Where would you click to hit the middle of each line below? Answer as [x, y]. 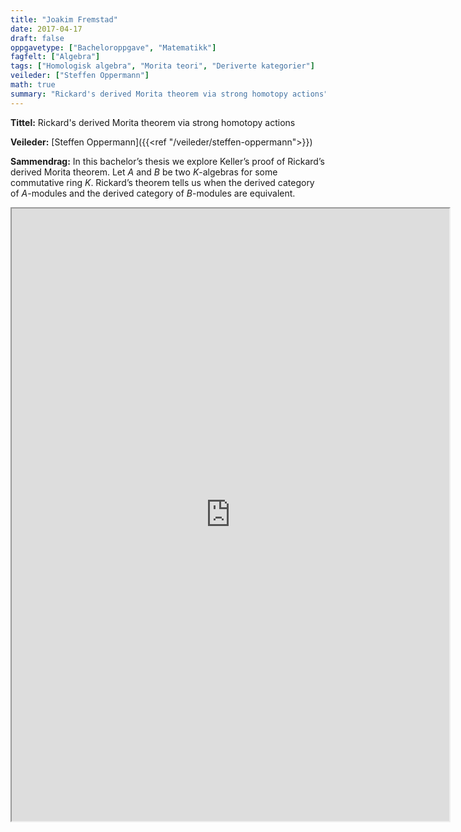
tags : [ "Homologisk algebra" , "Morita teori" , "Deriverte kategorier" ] [162, 66]
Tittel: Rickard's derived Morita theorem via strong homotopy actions [153, 122]
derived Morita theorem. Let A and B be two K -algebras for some [144, 172]
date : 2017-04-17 [46, 29]
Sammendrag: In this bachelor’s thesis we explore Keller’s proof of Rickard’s [167, 161]
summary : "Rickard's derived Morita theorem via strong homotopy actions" [169, 94]
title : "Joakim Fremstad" [64, 19]
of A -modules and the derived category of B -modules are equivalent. [153, 193]
